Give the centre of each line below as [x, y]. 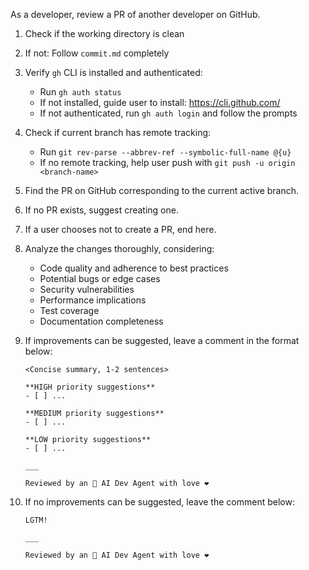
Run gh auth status [80, 92]
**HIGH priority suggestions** [90, 387]
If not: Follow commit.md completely [97, 53]
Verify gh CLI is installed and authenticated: [113, 72]
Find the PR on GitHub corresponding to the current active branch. [162, 190]
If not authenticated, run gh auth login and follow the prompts [168, 113]
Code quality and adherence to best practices [134, 268]
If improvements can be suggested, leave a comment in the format [162, 340]
